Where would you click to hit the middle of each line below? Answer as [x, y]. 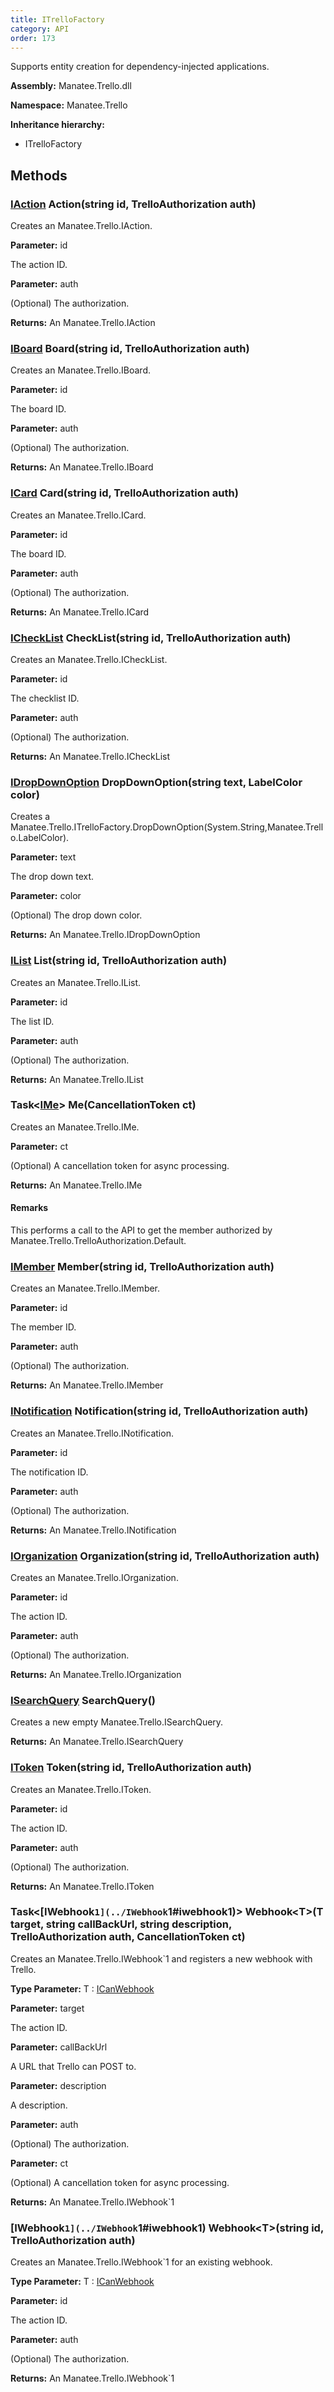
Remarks [29, 1208]
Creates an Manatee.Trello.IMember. [85, 1288]
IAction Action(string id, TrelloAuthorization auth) [133, 204]
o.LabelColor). [40, 838]
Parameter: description [58, 2085]
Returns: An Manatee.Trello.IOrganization [96, 1674]
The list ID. [32, 1021]
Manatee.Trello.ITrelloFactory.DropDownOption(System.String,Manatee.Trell [167, 827]
